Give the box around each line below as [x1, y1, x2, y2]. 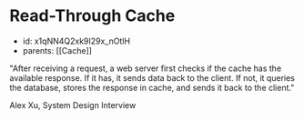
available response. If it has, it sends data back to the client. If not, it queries [9, 72, 296, 83]
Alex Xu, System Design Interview [9, 99, 137, 110]
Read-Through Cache [9, 5, 176, 26]
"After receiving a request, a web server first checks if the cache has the [9, 63, 282, 74]
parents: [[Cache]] [22, 45, 93, 55]
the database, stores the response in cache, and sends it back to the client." [9, 82, 295, 93]
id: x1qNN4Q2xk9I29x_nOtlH [22, 35, 130, 46]
